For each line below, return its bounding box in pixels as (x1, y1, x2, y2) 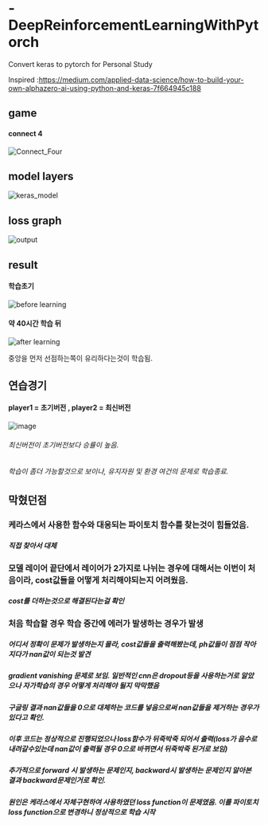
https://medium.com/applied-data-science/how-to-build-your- (38, 75, 244, 84)
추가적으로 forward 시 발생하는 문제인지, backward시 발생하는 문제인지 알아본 (8, 765, 252, 776)
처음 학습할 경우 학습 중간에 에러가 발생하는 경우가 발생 (8, 618, 204, 629)
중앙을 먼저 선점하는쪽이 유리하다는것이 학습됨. (8, 353, 153, 363)
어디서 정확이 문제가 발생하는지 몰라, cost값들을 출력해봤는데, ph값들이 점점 (8, 639, 242, 649)
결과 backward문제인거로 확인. (8, 776, 106, 785)
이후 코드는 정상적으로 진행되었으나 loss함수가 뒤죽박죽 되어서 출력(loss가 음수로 (8, 733, 258, 744)
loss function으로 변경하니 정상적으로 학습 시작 (8, 807, 156, 816)
